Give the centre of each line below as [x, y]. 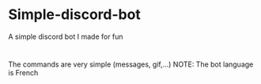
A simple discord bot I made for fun [66, 36]
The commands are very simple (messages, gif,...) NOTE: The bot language [131, 64]
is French [23, 73]
